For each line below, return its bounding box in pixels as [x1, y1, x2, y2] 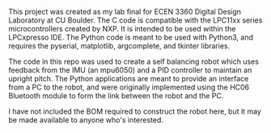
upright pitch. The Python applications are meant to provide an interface [8, 74, 249, 83]
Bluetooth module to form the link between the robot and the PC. [8, 91, 224, 100]
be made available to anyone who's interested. [8, 115, 164, 124]
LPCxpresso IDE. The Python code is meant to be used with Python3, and [8, 32, 253, 42]
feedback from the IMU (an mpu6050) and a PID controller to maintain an [8, 65, 252, 75]
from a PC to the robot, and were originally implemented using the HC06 [8, 82, 250, 92]
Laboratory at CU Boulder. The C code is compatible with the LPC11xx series [8, 15, 263, 25]
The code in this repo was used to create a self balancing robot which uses [8, 56, 259, 66]
